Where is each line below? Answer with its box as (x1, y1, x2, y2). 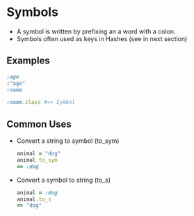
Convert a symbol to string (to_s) (16, 176, 111, 184)
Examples (6, 55, 50, 67)
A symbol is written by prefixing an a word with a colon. (16, 27, 176, 36)
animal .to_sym (16, 156, 58, 164)
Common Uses (6, 118, 72, 130)
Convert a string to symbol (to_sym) (16, 137, 120, 145)
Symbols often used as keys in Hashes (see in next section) (16, 34, 188, 43)
